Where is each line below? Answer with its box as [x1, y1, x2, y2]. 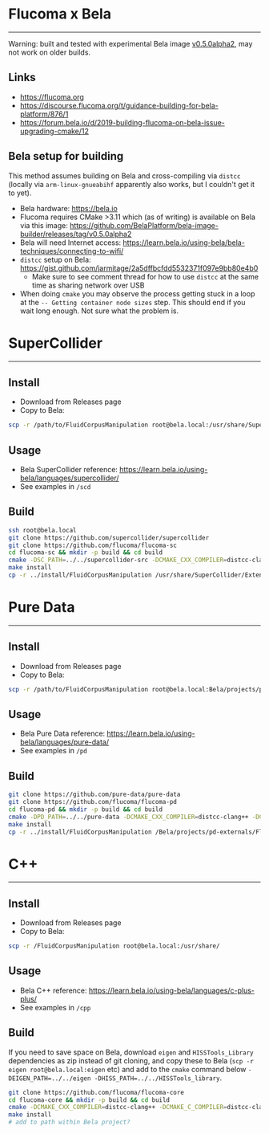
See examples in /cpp [19, 1002, 91, 1012]
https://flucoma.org [19, 92, 84, 101]
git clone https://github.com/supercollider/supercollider [8, 533, 210, 542]
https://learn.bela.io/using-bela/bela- [122, 238, 246, 247]
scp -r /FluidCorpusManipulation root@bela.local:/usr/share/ [8, 942, 220, 950]
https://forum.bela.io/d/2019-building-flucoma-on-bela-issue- [19, 117, 226, 127]
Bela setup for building [8, 149, 124, 163]
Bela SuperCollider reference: [19, 465, 118, 474]
